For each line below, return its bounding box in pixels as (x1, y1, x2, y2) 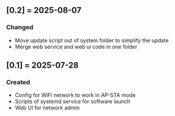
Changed (6, 23, 34, 32)
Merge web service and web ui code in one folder (14, 43, 137, 50)
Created (6, 78, 30, 86)
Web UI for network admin (14, 104, 80, 111)
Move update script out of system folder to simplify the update (14, 36, 169, 44)
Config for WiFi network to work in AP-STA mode (14, 92, 136, 99)
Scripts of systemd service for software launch (14, 98, 131, 105)
